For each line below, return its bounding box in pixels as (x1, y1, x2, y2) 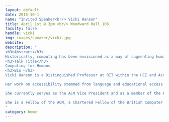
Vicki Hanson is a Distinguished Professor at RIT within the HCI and (5, 73, 156, 78)
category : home (5, 109, 37, 114)
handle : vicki (5, 31, 35, 36)
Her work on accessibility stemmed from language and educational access (5, 82, 163, 87)
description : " (5, 45, 37, 50)
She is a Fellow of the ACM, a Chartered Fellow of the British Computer (5, 100, 163, 105)
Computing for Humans (5, 63, 51, 68)
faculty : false (5, 26, 37, 31)
